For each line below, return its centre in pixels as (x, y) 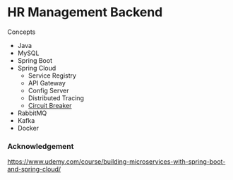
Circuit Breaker (50, 105)
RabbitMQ (32, 113)
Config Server (48, 90)
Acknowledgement (41, 146)
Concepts (22, 32)
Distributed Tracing (56, 98)
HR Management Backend (85, 12)
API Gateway (47, 83)
